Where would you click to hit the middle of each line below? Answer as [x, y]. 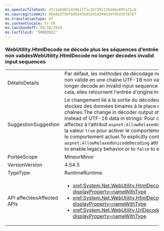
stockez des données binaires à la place [110, 106]
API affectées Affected [33, 198]
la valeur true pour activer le [97, 131]
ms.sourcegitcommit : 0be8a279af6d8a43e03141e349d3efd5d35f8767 [71, 14]
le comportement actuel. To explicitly [106, 137]
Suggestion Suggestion [34, 124]
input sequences [25, 62]
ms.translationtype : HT [29, 19]
